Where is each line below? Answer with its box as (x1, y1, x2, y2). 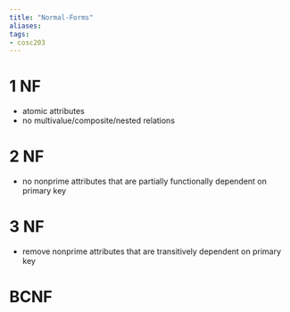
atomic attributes (21, 106, 85, 117)
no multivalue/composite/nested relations (21, 115, 176, 126)
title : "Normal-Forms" (9, 12, 94, 22)
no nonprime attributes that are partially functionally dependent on (21, 176, 268, 187)
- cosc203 (9, 37, 46, 47)
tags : (9, 29, 29, 38)
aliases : (9, 21, 42, 30)
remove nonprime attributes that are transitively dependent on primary (21, 246, 282, 257)
